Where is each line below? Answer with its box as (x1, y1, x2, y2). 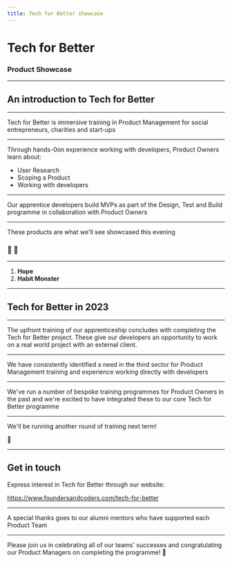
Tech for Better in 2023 (7, 301, 109, 313)
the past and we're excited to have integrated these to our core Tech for (7, 395, 212, 403)
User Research (17, 166, 60, 174)
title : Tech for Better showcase (7, 10, 104, 17)
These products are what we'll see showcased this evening (7, 227, 176, 236)
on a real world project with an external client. (7, 341, 137, 349)
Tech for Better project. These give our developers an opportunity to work (7, 333, 217, 342)
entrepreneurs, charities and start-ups (7, 125, 116, 133)
